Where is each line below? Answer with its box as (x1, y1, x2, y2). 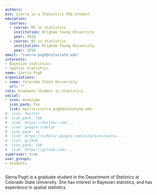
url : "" (9, 84, 25, 89)
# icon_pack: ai (5, 129, 40, 134)
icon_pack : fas (9, 102, 40, 107)
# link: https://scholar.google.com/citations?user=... (5, 134, 123, 139)
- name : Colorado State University (5, 79, 77, 84)
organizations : (5, 75, 36, 80)
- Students (5, 161, 27, 166)
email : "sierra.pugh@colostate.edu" (5, 52, 79, 57)
